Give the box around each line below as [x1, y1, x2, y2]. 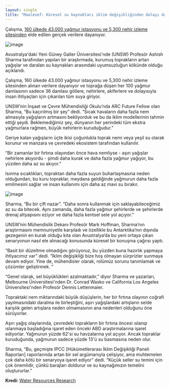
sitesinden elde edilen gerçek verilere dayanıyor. [5, 31, 106, 38]
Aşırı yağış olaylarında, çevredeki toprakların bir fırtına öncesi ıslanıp [5, 320, 148, 326]
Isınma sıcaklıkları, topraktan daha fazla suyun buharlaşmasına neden [5, 170, 150, 177]
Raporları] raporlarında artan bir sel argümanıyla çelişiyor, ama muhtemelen [5, 351, 162, 358]
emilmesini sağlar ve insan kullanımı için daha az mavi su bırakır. [5, 181, 139, 187]
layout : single [5, 7, 37, 13]
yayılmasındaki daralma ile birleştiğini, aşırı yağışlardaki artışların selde [5, 299, 152, 305]
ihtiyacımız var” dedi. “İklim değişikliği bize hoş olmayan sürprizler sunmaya [5, 253, 163, 259]
